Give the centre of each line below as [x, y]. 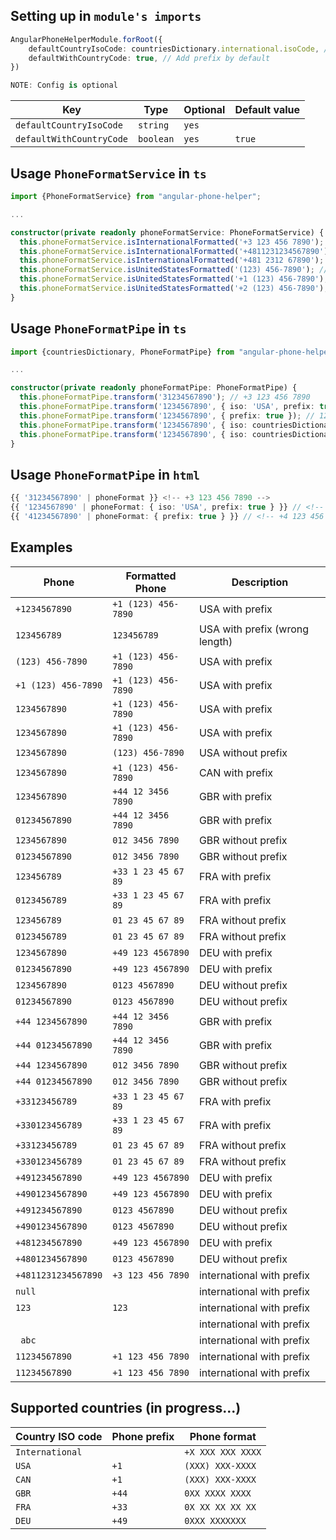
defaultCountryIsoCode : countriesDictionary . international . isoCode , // [180, 49]
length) [215, 641]
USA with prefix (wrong [254, 629]
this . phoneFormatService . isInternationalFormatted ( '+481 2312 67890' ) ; [172, 260]
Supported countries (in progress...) [126, 1408]
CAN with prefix [236, 772]
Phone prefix [143, 1436]
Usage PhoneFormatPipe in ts [98, 329]
